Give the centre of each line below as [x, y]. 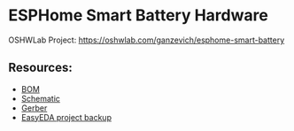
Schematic [41, 98]
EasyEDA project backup [66, 117]
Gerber [34, 108]
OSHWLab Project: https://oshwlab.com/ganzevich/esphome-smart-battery [147, 40]
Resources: [40, 68]
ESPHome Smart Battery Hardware [139, 15]
